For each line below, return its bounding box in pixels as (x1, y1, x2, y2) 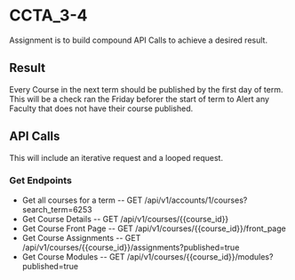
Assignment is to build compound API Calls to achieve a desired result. (9, 35, 268, 45)
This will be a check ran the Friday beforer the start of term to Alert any (9, 93, 269, 104)
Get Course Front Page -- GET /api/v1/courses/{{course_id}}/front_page (21, 223, 286, 234)
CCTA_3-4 (9, 5, 88, 26)
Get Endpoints (9, 174, 73, 187)
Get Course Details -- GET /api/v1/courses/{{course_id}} (21, 213, 229, 224)
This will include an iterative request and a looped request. (9, 152, 224, 163)
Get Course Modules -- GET (21, 251, 126, 262)
